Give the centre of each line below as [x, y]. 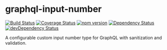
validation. [16, 43]
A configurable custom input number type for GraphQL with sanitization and [83, 38]
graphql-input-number [53, 9]
